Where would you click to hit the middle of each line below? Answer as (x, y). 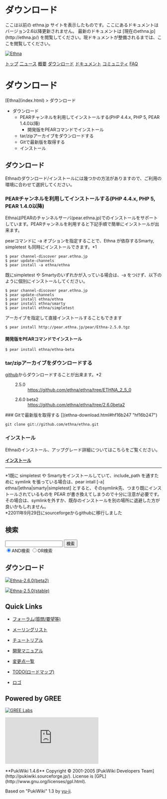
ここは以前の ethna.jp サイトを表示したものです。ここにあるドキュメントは (82, 25)
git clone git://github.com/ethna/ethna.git (52, 425)
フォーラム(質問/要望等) (37, 619)
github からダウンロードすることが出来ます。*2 (53, 375)
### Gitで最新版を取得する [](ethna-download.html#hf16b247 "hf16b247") (81, 415)
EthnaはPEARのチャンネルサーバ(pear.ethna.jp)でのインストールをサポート (82, 218)
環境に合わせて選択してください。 (40, 184)
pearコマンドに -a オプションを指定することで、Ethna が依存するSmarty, (80, 240)
